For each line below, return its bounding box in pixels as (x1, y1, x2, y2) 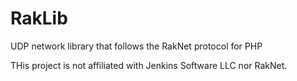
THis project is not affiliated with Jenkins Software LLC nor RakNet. (10, 59, 288, 71)
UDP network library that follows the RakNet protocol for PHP (10, 40, 263, 52)
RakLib (10, 7, 68, 30)
